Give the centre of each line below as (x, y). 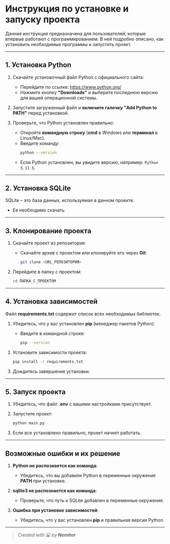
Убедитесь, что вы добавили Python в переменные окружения (88, 476)
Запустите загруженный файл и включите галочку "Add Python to (85, 107)
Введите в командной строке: (52, 333)
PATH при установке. (43, 481)
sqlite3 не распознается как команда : (55, 491)
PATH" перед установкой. (41, 113)
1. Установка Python (38, 65)
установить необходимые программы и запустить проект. (68, 44)
